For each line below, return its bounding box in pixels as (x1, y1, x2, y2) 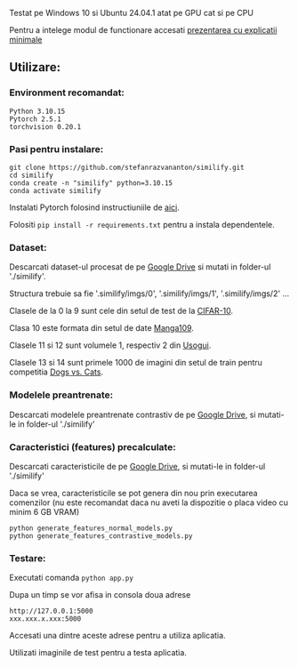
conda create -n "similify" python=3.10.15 (9, 178, 173, 188)
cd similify (9, 171, 53, 180)
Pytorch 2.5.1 (9, 115, 62, 124)
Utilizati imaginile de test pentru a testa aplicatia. (9, 647, 187, 658)
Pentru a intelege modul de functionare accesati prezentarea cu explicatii (9, 25, 278, 35)
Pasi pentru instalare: (9, 142, 104, 155)
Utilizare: (9, 60, 60, 75)
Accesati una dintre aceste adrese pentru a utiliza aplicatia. (9, 631, 226, 641)
